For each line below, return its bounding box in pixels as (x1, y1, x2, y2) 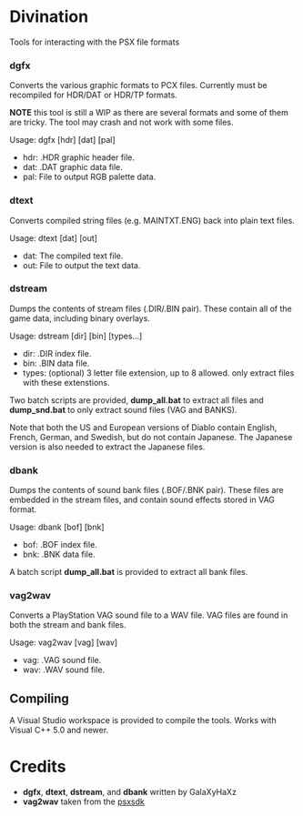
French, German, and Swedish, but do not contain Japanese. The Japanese (9, 431, 293, 442)
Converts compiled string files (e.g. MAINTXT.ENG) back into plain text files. (9, 215, 296, 226)
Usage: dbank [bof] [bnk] (9, 521, 105, 533)
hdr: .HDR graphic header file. (22, 152, 135, 163)
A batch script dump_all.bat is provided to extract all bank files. (9, 567, 248, 578)
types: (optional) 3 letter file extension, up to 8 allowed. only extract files (22, 367, 295, 378)
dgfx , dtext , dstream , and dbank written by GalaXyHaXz (22, 787, 237, 798)
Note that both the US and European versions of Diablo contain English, (9, 421, 278, 433)
